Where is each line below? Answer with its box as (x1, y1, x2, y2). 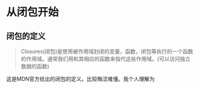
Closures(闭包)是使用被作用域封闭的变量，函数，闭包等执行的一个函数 (20, 48, 194, 55)
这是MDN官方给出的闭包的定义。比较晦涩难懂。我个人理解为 (6, 76, 155, 82)
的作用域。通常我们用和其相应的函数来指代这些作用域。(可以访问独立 (20, 55, 191, 62)
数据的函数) (20, 63, 50, 70)
